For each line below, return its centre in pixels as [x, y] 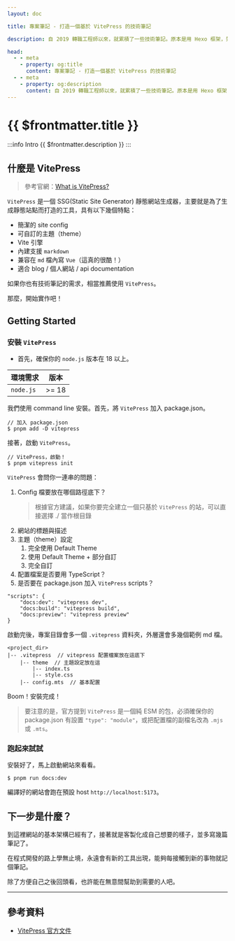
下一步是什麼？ [40, 816]
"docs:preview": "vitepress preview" [75, 614]
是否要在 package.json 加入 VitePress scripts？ [85, 583]
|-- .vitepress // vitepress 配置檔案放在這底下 [76, 655]
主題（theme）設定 [45, 539]
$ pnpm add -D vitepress [43, 429]
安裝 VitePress [32, 342]
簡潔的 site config [43, 225]
